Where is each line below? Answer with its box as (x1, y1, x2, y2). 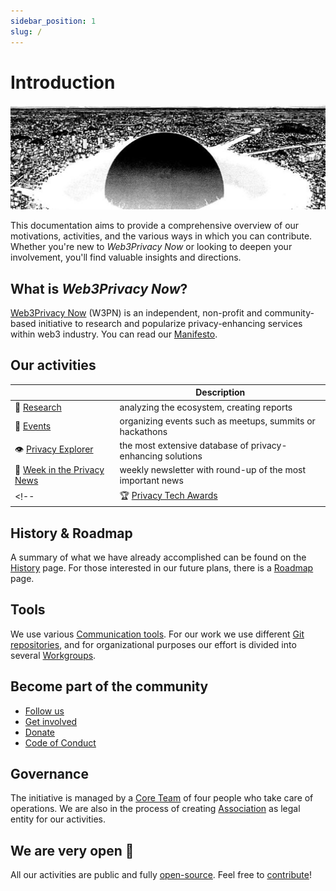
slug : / (10, 26, 43, 37)
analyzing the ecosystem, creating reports (119, 401, 293, 413)
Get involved (24, 715, 78, 727)
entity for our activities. (10, 813, 106, 825)
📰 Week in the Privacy (14, 464, 105, 476)
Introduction (10, 71, 116, 94)
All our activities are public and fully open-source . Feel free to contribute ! (10, 869, 312, 881)
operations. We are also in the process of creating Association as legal (10, 803, 301, 815)
